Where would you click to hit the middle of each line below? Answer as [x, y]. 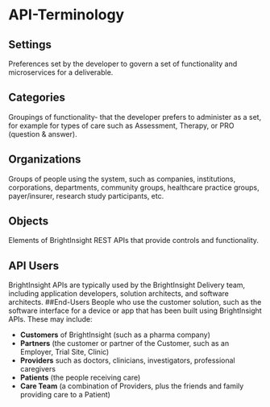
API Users [34, 266]
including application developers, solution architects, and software [119, 294]
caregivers [38, 369]
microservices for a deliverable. [61, 72]
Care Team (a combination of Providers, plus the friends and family [132, 386]
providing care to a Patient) [65, 395]
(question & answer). [43, 134]
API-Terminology [66, 15]
